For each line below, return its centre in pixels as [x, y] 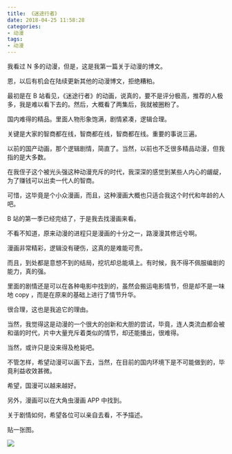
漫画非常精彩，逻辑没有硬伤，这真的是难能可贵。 [77, 248]
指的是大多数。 [28, 157]
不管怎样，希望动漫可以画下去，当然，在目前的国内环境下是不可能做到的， [113, 362]
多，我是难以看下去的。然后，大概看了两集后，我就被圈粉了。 [95, 104]
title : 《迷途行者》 [33, 13]
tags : [15, 39]
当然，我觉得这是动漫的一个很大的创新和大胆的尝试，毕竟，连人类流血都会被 [116, 324]
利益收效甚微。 [34, 371]
